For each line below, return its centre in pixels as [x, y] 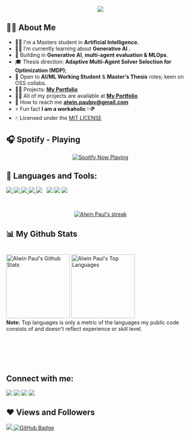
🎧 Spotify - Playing [43, 140]
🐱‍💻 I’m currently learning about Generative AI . [73, 49]
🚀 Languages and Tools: [52, 176]
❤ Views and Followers [51, 413]
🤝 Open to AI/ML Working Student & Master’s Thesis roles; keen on [99, 76]
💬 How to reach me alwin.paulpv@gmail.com [71, 102]
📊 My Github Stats [42, 234]
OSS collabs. [30, 83]
